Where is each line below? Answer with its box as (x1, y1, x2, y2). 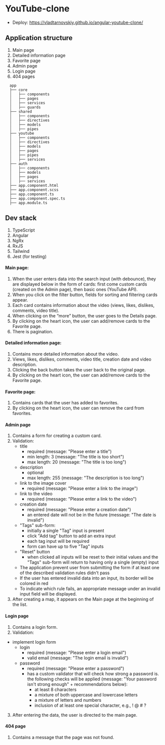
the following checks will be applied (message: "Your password (27, 676, 157, 682)
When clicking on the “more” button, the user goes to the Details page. (12, 312, 157, 318)
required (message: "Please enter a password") (27, 665, 125, 671)
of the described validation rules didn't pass (19, 570, 110, 576)
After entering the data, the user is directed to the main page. (12, 712, 138, 718)
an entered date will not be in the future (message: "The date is (27, 512, 157, 518)
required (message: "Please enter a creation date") (27, 507, 131, 513)
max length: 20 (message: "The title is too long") (27, 459, 126, 465)
